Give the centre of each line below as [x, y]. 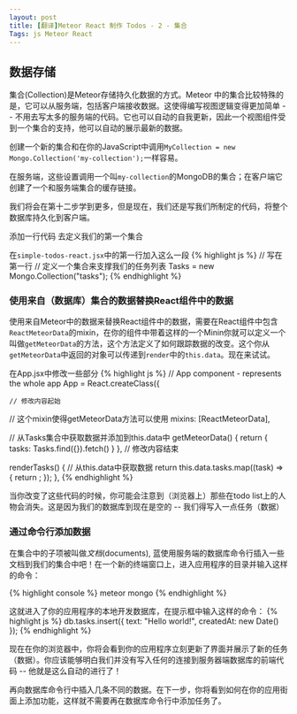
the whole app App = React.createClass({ [85, 384]
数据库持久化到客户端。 [52, 218]
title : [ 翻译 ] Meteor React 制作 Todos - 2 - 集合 [98, 26]
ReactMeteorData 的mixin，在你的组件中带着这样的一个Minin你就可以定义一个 [148, 333]
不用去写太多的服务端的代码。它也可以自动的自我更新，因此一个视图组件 [146, 117]
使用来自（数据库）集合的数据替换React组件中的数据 [122, 301]
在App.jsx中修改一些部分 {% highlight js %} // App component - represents [145, 373]
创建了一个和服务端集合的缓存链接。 [75, 188]
